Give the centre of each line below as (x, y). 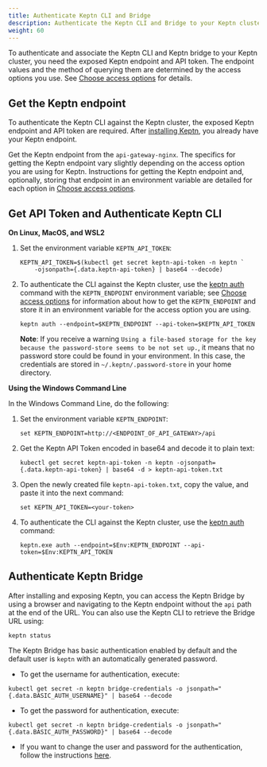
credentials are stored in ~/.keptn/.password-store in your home (126, 364)
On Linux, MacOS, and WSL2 (56, 232)
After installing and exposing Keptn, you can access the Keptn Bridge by (126, 595)
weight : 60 (26, 30)
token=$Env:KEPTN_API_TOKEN (66, 552)
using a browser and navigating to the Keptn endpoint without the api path (130, 604)
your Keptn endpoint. (43, 139)
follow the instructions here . (66, 755)
